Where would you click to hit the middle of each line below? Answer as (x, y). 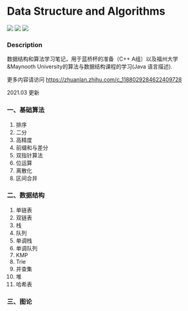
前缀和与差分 (32, 148)
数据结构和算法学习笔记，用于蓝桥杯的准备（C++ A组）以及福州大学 (93, 59)
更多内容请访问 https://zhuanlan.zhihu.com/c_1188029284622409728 (94, 80)
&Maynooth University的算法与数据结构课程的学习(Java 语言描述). (90, 67)
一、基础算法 (26, 110)
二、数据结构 (26, 195)
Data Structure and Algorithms (86, 11)
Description (25, 45)
